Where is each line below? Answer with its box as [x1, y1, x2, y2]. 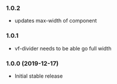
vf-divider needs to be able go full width [14, 45, 112, 52]
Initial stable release [14, 72, 63, 79]
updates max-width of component [14, 17, 97, 24]
